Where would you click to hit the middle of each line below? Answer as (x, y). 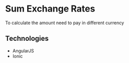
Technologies (27, 39)
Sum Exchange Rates (50, 9)
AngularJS (23, 50)
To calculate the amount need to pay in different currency (65, 23)
